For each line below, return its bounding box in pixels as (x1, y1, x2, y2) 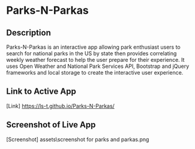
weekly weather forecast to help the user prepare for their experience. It (6, 56, 185, 63)
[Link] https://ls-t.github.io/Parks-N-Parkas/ (6, 102, 115, 109)
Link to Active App (6, 87, 76, 97)
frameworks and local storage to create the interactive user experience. (6, 69, 184, 76)
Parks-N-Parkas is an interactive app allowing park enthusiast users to (6, 43, 181, 50)
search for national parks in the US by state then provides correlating (6, 50, 177, 57)
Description (6, 28, 51, 38)
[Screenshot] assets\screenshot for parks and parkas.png (6, 136, 149, 143)
